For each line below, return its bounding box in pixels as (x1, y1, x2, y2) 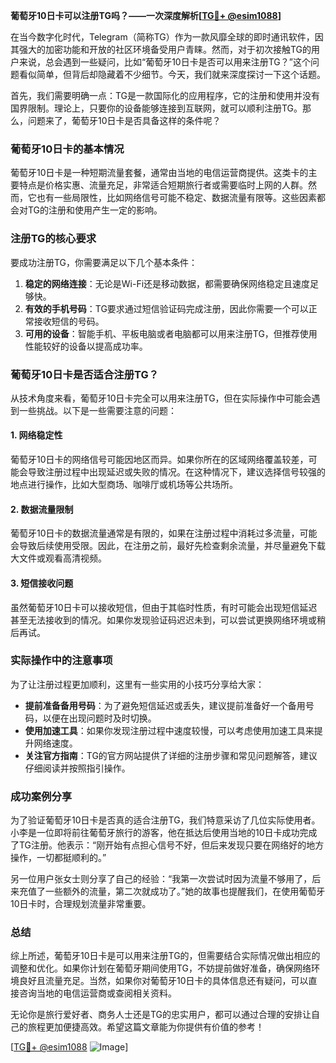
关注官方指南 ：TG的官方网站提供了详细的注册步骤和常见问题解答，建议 (24, 749, 318, 761)
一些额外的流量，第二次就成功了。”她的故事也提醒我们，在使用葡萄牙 (44, 885, 326, 898)
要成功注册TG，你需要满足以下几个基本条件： (10, 256, 198, 268)
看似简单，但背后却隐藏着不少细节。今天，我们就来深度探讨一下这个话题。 (18, 69, 326, 80)
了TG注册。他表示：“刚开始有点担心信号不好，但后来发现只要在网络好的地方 (10, 839, 325, 851)
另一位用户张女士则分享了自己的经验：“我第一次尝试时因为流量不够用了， (10, 873, 313, 885)
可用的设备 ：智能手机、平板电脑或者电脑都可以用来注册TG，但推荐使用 (24, 327, 318, 339)
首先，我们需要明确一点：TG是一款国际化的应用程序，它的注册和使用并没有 (10, 90, 321, 101)
